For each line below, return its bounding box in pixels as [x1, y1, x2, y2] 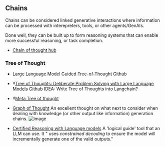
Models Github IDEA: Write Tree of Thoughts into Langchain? [12, 86, 138, 92]
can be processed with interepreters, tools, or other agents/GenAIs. [5, 22, 144, 28]
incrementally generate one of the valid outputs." [12, 136, 113, 142]
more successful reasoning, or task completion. [5, 37, 103, 43]
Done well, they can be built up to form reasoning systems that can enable [5, 32, 158, 38]
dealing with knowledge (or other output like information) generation [12, 111, 153, 117]
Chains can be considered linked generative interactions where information [5, 17, 160, 23]
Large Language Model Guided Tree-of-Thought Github [12, 71, 127, 77]
